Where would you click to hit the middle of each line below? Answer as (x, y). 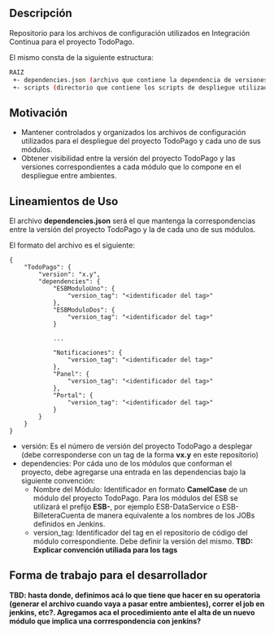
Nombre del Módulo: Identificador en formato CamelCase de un (140, 490)
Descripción (41, 13)
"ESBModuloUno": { (84, 289)
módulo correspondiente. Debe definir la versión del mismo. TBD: (143, 541)
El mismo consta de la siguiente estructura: (81, 57)
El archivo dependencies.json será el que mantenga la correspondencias (133, 221)
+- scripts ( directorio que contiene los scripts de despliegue (124, 87)
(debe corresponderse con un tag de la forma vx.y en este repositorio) (140, 455)
